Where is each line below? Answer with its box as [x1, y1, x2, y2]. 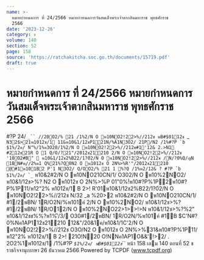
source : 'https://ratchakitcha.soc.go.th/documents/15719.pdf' [6, 54, 171, 60]
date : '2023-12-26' [6, 26, 56, 32]
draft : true [6, 60, 37, 66]
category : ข [6, 32, 37, 38]
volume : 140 [6, 37, 37, 43]
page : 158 [6, 49, 32, 55]
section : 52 [6, 43, 37, 49]
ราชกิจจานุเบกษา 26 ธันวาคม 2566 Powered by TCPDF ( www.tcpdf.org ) [6, 247, 172, 254]
